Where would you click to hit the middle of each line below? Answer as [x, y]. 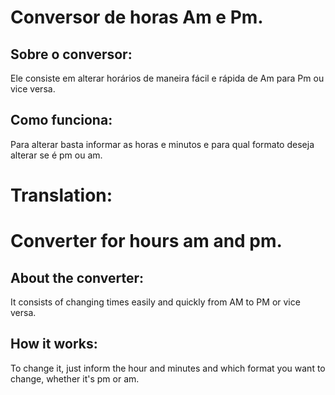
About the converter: [77, 277]
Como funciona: [61, 120]
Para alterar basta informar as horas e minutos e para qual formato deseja [162, 144]
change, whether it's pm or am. [75, 378]
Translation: [61, 195]
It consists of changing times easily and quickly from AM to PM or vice [155, 302]
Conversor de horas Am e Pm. [137, 17]
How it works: [54, 344]
